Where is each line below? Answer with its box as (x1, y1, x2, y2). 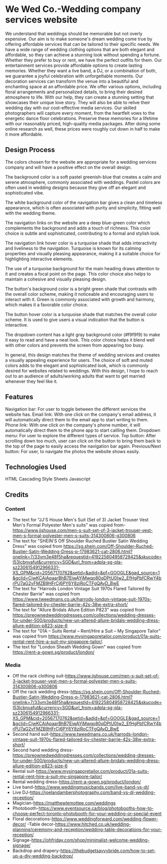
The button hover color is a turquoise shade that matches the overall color (5, 311, 158, 317)
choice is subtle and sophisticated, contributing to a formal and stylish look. (5, 230, 161, 236)
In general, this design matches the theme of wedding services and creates (5, 351, 161, 357)
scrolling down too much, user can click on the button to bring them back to (5, 438, 161, 444)
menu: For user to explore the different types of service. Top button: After (5, 432, 156, 438)
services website (5, 14, 78, 25)
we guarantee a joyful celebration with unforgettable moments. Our (5, 73, 144, 79)
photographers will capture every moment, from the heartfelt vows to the (5, 110, 155, 116)
